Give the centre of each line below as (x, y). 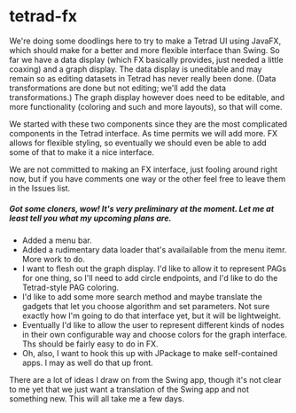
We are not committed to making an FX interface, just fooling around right (143, 169)
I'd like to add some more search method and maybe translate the (142, 296)
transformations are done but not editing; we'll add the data (118, 88)
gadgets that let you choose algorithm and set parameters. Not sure (146, 306)
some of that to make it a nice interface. (82, 152)
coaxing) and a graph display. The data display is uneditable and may (136, 69)
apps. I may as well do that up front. (87, 362)
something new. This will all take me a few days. (97, 398)
